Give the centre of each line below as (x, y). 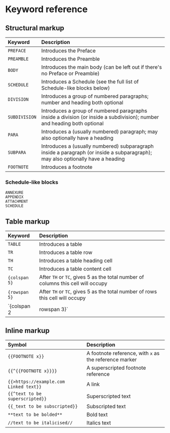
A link (93, 384)
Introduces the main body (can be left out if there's (101, 67)
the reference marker (112, 359)
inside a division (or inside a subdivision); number (100, 117)
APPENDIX (14, 197)
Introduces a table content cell (75, 269)
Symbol (17, 344)
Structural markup (35, 28)
